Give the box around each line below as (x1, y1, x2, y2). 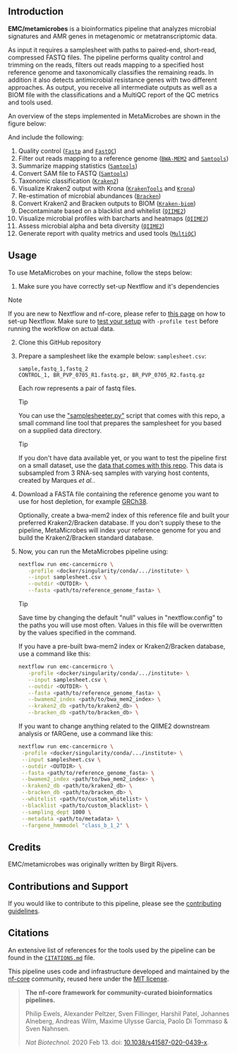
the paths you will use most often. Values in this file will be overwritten (18, 621, 223, 629)
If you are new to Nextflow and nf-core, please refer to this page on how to (8, 309, 226, 318)
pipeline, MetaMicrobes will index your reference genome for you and (18, 526, 221, 534)
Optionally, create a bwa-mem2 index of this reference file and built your (18, 511, 230, 519)
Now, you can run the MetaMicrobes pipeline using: (18, 547, 169, 555)
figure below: (8, 119, 47, 128)
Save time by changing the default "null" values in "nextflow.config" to (18, 613, 223, 622)
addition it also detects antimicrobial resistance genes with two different (8, 76, 217, 84)
